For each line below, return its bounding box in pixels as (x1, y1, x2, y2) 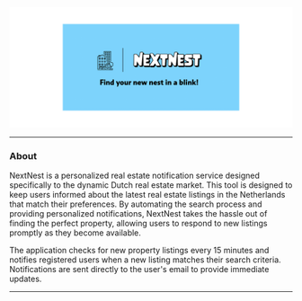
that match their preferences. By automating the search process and (9, 199, 262, 209)
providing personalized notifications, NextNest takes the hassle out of (9, 208, 268, 219)
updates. (9, 273, 42, 285)
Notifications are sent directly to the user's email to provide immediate (9, 264, 270, 275)
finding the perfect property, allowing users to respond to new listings (9, 218, 268, 229)
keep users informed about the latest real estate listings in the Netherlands (9, 190, 286, 200)
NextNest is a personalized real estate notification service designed (9, 170, 261, 181)
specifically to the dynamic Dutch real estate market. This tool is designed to (9, 180, 293, 190)
